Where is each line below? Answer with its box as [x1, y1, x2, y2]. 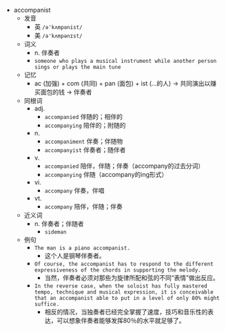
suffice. [34, 301, 60, 308]
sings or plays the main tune [34, 64, 121, 70]
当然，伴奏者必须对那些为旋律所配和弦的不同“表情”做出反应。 [44, 274, 219, 282]
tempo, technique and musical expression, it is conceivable [34, 289, 214, 296]
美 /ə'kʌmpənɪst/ [34, 31, 83, 39]
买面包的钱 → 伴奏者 [34, 88, 92, 96]
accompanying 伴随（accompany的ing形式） [44, 171, 168, 178]
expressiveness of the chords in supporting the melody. [34, 267, 201, 274]
